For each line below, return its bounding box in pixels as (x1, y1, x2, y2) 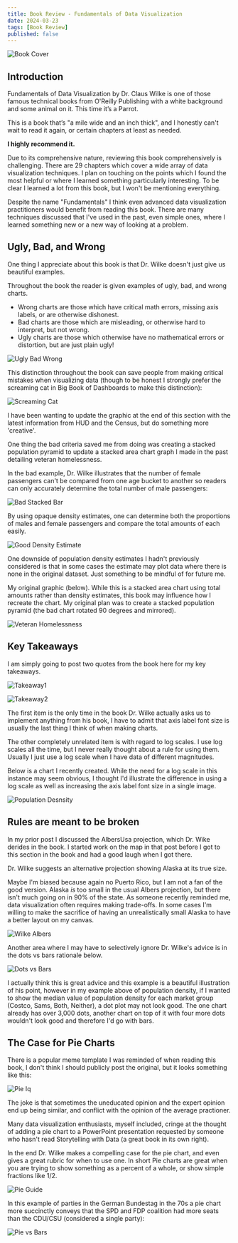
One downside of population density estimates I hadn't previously (7, 554, 200, 563)
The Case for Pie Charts (7, 1036, 115, 1048)
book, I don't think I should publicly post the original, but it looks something (7, 1063, 227, 1072)
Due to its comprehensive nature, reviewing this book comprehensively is (7, 154, 222, 163)
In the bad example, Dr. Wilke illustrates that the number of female (7, 468, 201, 478)
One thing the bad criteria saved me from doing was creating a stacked (7, 440, 216, 448)
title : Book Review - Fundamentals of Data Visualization (7, 10, 183, 18)
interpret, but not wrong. (17, 325, 90, 334)
